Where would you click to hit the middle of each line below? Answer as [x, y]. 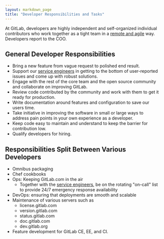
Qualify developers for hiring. [42, 134]
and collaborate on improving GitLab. [50, 87]
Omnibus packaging [33, 169]
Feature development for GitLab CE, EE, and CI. [60, 232]
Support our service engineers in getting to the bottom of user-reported [85, 71]
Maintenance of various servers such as [53, 200]
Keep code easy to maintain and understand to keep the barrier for [80, 123]
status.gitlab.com [37, 216]
